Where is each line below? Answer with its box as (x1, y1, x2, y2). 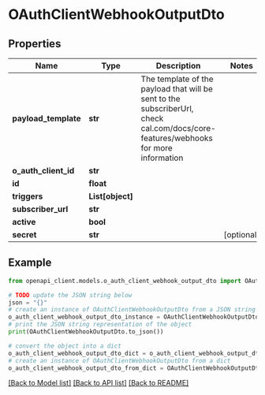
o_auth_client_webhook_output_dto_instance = (8, 313, 160, 321)
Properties (8, 37, 62, 50)
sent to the (140, 93, 181, 104)
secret (12, 229, 37, 240)
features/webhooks (140, 132, 213, 143)
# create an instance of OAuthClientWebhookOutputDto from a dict (8, 356, 231, 364)
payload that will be (140, 84, 213, 94)
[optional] (223, 229, 260, 240)
